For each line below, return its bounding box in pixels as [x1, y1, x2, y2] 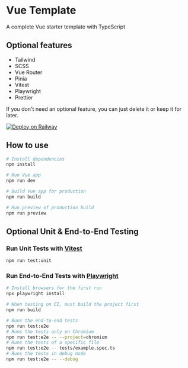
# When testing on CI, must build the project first [6, 302, 139, 308]
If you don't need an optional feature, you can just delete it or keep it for [6, 105, 182, 113]
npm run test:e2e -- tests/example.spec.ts [6, 345, 116, 351]
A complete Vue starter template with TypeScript [6, 23, 126, 30]
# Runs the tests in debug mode [6, 351, 86, 357]
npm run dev [6, 178, 36, 184]
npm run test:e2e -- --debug [6, 356, 78, 362]
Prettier [14, 94, 33, 101]
